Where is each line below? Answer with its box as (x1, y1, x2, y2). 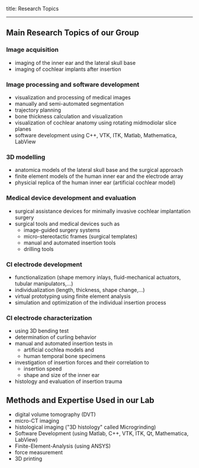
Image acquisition (6, 46, 59, 54)
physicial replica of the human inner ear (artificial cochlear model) (14, 179, 176, 186)
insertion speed (23, 365, 62, 372)
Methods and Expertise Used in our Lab (6, 395, 155, 405)
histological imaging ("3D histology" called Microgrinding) (14, 423, 156, 431)
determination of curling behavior (14, 334, 97, 341)
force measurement (14, 448, 63, 456)
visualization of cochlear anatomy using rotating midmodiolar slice (14, 119, 176, 126)
